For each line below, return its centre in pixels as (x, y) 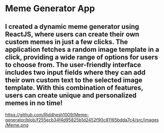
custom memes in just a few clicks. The (67, 42)
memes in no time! (34, 103)
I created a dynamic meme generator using (72, 27)
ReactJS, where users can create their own (72, 34)
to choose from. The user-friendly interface (73, 65)
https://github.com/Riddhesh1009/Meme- (47, 115)
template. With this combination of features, (74, 88)
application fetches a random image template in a (82, 49)
